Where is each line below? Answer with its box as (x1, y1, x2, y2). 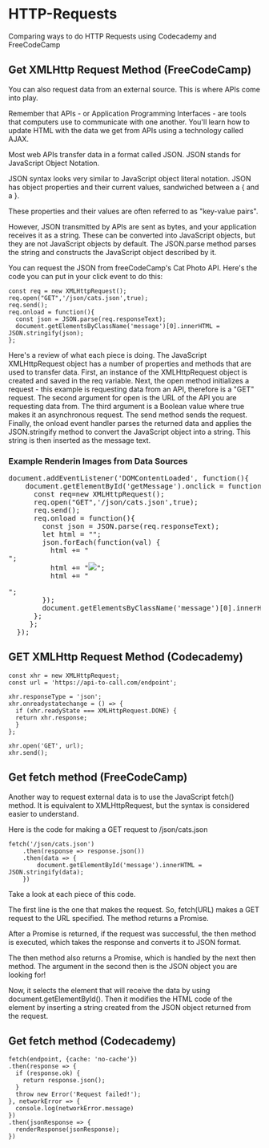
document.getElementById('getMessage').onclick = (25, 482, 224, 491)
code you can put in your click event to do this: (8, 271, 163, 281)
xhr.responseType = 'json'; (8, 692, 102, 700)
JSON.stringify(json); (8, 329, 84, 337)
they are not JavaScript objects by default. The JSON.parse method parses (8, 238, 257, 249)
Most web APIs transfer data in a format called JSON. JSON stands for (8, 149, 241, 159)
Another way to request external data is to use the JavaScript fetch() (8, 792, 235, 801)
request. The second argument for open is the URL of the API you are (8, 392, 237, 402)
